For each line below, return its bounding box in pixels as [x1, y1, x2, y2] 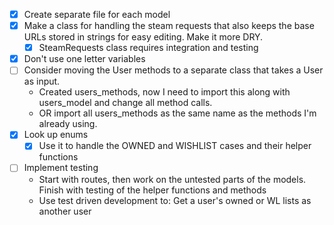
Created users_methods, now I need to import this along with [38, 86, 291, 98]
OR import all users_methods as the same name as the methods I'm [38, 107, 317, 119]
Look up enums [23, 129, 89, 141]
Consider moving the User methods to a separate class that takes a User [23, 64, 324, 76]
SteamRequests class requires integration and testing [38, 42, 259, 54]
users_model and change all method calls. [38, 97, 213, 109]
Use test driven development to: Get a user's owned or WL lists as [38, 194, 312, 206]
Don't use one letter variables [23, 53, 146, 65]
